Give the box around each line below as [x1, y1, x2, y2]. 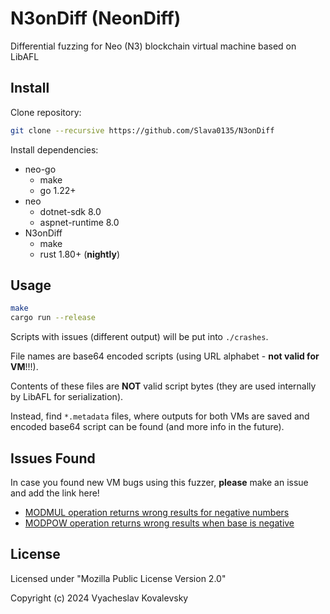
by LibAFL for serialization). [10, 391, 124, 403]
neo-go [24, 163, 57, 175]
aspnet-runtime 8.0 [39, 216, 120, 228]
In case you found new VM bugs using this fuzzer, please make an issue [10, 477, 309, 488]
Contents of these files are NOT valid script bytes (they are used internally [10, 380, 317, 392]
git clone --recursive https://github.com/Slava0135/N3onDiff [10, 125, 275, 136]
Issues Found [10, 450, 96, 467]
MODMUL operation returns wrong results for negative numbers [24, 507, 290, 518]
